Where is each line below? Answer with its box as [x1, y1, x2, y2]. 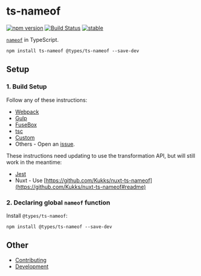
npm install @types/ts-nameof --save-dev [6, 223, 113, 230]
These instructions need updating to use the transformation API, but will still [6, 152, 196, 159]
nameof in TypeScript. [6, 36, 59, 43]
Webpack [15, 108, 39, 115]
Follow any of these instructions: [6, 96, 88, 104]
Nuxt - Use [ [15, 177, 47, 184]
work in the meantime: [6, 158, 62, 166]
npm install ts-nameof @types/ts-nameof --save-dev [6, 47, 139, 54]
